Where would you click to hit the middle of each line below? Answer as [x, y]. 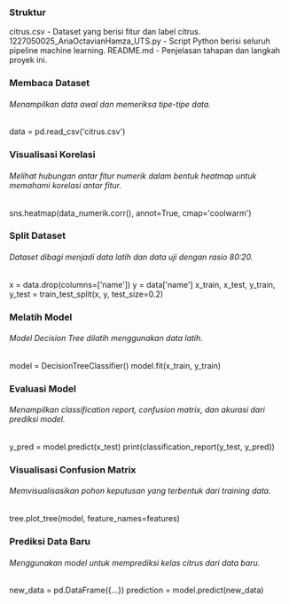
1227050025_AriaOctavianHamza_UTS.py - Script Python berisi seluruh [140, 41]
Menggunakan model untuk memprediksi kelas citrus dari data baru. [135, 562]
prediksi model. [37, 419]
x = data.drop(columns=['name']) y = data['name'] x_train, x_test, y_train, [142, 284]
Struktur [27, 12]
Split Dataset [38, 235]
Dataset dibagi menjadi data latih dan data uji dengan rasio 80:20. [131, 257]
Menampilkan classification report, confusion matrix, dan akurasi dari [137, 409]
